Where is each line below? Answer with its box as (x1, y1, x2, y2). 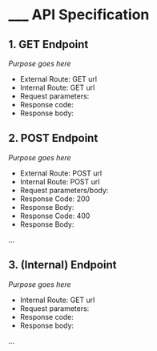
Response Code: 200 (19, 194, 91, 204)
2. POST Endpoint (8, 131, 99, 145)
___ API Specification (8, 6, 150, 24)
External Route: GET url (19, 75, 98, 83)
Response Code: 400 (19, 211, 91, 220)
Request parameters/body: (19, 185, 109, 195)
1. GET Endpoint (8, 38, 89, 51)
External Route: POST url (19, 168, 103, 178)
